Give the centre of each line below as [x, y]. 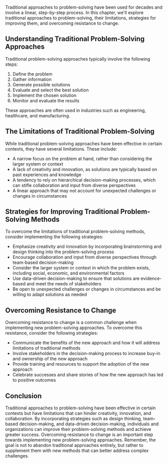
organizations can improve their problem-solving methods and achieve [78, 429]
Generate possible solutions [41, 84]
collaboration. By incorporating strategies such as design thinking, [74, 419]
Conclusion [24, 396]
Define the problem [32, 74]
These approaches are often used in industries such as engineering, [76, 110]
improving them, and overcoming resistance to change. [62, 23]
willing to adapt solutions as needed [50, 294]
